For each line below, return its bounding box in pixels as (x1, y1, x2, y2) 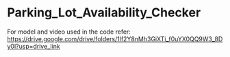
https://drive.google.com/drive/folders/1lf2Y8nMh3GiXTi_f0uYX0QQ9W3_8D (7, 34, 223, 43)
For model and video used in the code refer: (7, 27, 131, 36)
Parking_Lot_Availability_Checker (7, 5, 201, 21)
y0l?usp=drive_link (7, 42, 60, 50)
